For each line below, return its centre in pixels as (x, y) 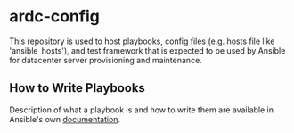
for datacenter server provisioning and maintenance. (106, 60)
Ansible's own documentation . (65, 119)
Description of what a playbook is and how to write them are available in (142, 110)
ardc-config (54, 17)
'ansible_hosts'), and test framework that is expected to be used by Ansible (147, 50)
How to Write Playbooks (77, 88)
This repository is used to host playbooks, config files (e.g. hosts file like (142, 41)
